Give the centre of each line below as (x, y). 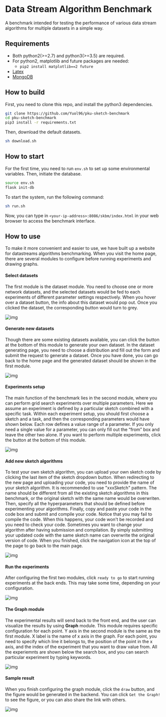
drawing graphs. (22, 264)
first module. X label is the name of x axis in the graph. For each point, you (81, 636)
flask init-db (20, 187)
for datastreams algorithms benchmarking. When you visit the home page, (81, 253)
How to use (23, 236)
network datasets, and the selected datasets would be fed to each (73, 292)
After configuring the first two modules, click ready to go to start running (80, 578)
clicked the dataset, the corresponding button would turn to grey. (72, 307)
